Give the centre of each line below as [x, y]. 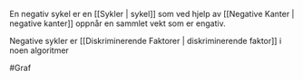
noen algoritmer [39, 50]
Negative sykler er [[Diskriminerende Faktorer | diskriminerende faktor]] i [146, 41]
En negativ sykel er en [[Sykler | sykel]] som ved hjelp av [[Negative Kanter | [152, 14]
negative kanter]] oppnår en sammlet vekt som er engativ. [117, 23]
